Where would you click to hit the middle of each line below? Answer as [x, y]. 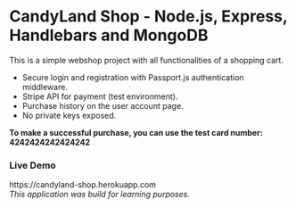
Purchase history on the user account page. [103, 105]
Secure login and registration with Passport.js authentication [133, 77]
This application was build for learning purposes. [99, 195]
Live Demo [33, 165]
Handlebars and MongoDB [109, 35]
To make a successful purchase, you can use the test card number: [136, 132]
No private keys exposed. [69, 115]
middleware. [45, 87]
